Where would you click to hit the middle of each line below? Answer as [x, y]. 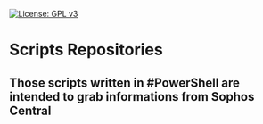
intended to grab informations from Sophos [132, 97]
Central [30, 110]
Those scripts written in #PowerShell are [125, 83]
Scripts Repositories [86, 50]
